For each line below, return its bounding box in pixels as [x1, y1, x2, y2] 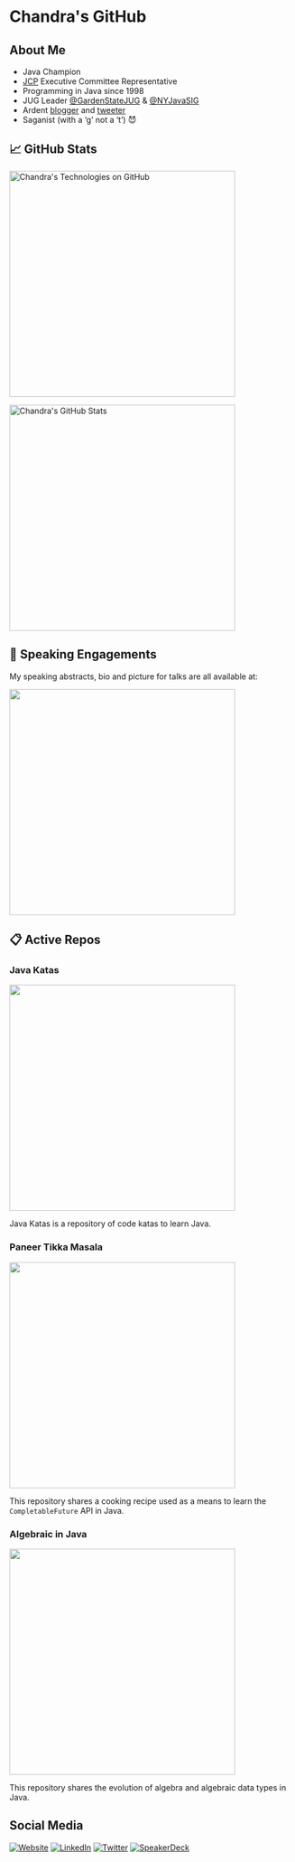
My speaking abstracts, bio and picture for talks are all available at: [9, 671, 259, 682]
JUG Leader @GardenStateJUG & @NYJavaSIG [22, 95, 199, 106]
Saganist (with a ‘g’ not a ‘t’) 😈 [22, 115, 137, 125]
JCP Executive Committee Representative [22, 76, 178, 87]
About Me [9, 43, 66, 58]
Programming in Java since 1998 [22, 86, 144, 96]
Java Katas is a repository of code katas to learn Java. [9, 1218, 212, 1229]
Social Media [9, 1818, 84, 1833]
